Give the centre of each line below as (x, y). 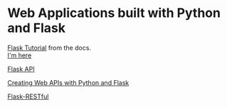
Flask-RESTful (28, 96)
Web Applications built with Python (114, 13)
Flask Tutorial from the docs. (49, 47)
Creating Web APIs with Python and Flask (68, 82)
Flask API (21, 69)
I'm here (20, 55)
